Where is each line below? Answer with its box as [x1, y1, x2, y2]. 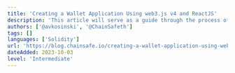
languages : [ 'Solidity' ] [7, 36, 80, 43]
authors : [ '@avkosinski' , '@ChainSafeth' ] [7, 23, 133, 30]
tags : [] [7, 29, 33, 37]
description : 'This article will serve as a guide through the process [7, 17, 220, 24]
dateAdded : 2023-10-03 [7, 49, 73, 56]
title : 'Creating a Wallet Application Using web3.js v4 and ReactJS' [7, 10, 218, 17]
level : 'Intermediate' [7, 56, 73, 63]
